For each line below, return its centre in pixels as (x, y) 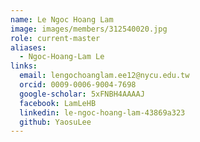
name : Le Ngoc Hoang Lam (62, 19)
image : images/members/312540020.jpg (89, 29)
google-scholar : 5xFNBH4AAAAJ (82, 94)
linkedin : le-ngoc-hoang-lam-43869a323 (102, 112)
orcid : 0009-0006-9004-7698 (78, 85)
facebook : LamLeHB (58, 103)
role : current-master (55, 38)
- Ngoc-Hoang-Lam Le (62, 57)
